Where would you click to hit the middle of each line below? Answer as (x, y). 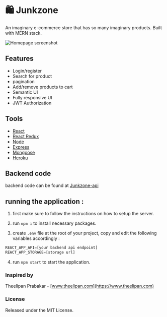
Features (19, 59)
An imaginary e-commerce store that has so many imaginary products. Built (83, 27)
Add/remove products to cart (43, 87)
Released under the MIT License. (39, 310)
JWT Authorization (32, 103)
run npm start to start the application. (51, 262)
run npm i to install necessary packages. (54, 223)
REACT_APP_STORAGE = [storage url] (40, 252)
